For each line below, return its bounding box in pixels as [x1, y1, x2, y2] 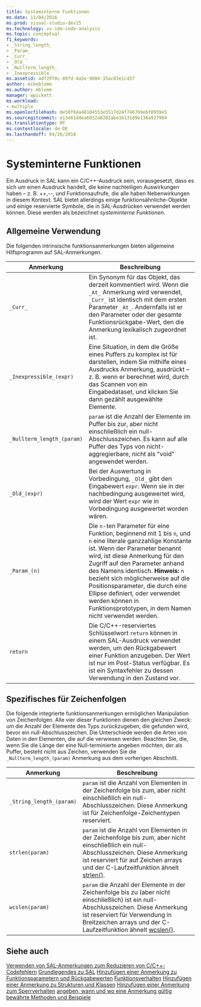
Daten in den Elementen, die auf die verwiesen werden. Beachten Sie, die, [6, 735, 188, 743]
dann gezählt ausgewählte [89, 395, 163, 403]
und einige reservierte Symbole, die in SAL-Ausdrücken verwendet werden [6, 202, 190, 210]
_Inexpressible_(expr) [9, 373, 74, 380]
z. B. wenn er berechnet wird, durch [89, 372, 189, 381]
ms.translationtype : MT [6, 120, 66, 126]
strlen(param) [9, 849, 50, 856]
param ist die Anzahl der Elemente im [89, 412, 191, 420]
